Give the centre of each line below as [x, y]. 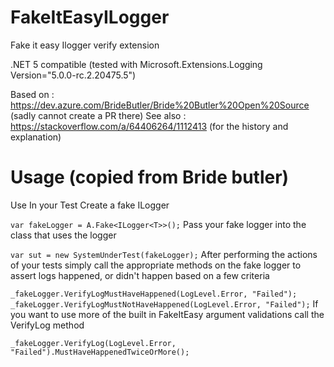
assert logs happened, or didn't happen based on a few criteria [140, 275]
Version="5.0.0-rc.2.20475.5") [73, 75]
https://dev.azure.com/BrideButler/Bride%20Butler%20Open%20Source [160, 105]
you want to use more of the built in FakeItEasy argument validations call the [167, 314]
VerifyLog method [47, 325]
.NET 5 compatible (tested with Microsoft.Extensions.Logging [136, 64]
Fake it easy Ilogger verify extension [85, 45]
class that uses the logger [63, 235]
